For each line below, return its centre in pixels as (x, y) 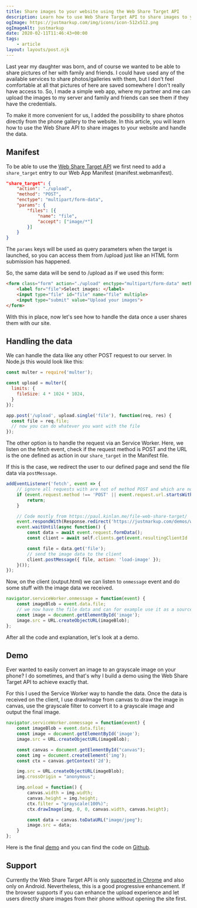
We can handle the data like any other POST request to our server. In (89, 355)
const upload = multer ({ (36, 383)
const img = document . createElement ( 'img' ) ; (72, 755)
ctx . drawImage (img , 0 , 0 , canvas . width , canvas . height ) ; (98, 809)
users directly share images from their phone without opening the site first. (96, 899)
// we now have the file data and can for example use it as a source (105, 609)
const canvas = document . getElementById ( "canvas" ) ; (81, 750)
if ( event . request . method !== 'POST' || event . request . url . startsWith (105, 494)
